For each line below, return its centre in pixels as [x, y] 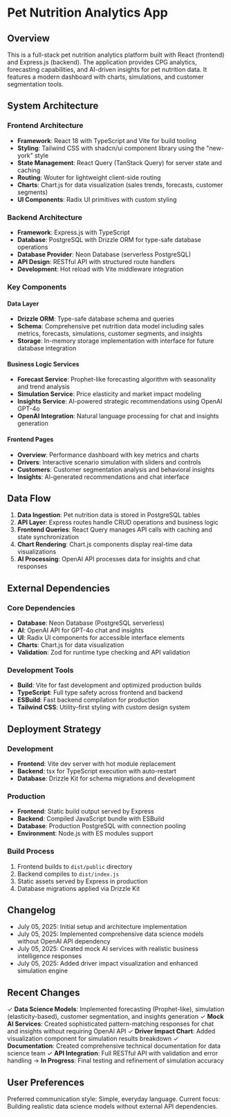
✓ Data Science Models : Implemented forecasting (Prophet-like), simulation [116, 1009]
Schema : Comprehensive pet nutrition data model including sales [110, 326]
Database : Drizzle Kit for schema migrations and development [106, 778]
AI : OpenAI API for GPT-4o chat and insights [80, 630]
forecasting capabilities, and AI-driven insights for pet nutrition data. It [107, 69]
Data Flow [29, 498]
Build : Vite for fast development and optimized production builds [109, 685]
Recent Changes [44, 992]
